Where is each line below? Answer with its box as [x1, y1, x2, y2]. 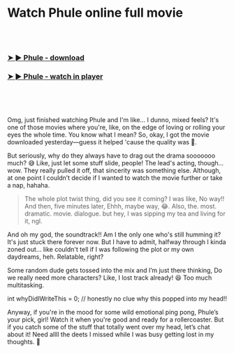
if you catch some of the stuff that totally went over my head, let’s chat [7, 323, 211, 331]
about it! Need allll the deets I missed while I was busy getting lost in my [7, 330, 214, 339]
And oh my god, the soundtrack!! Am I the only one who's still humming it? [7, 230, 221, 239]
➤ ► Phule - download [7, 52, 85, 62]
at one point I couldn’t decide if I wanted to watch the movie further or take [7, 174, 223, 182]
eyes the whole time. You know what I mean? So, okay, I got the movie [7, 130, 210, 139]
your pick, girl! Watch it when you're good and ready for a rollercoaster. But [7, 315, 224, 324]
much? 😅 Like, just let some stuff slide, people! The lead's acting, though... [7, 159, 224, 167]
